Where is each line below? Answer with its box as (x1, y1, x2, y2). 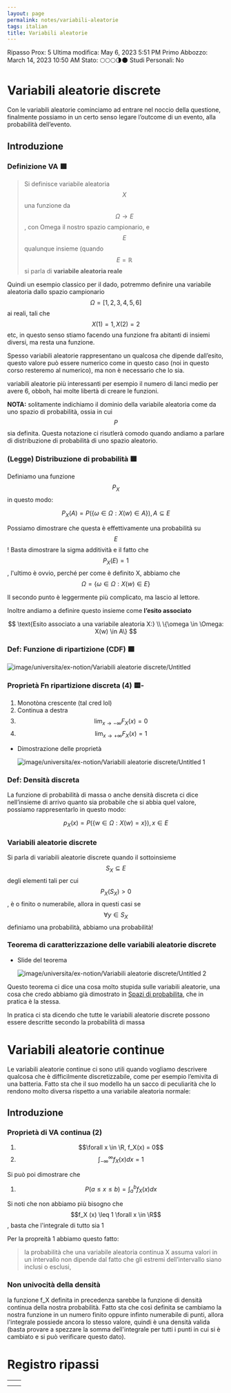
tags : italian (7, 23, 48, 30)
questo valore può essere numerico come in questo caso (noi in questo (7, 358, 210, 367)
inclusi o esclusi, (23, 1263, 72, 1271)
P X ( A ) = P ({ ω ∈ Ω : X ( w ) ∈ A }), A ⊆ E (61, 509, 170, 518)
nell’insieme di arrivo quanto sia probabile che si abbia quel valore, (7, 798, 197, 806)
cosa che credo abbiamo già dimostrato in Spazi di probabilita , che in (7, 990, 204, 998)
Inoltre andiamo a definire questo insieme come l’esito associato (7, 606, 192, 614)
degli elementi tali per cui (7, 876, 79, 884)
